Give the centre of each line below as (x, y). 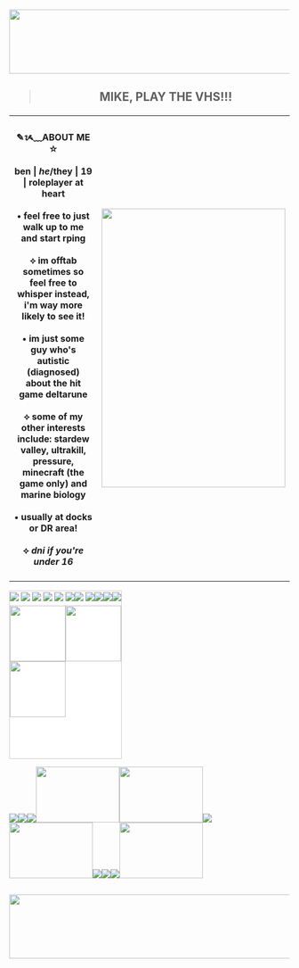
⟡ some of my (53, 417)
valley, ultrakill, (53, 450)
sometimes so (53, 271)
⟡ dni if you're (53, 550)
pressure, (53, 461)
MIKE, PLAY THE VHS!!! (166, 97)
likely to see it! (53, 316)
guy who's (53, 350)
